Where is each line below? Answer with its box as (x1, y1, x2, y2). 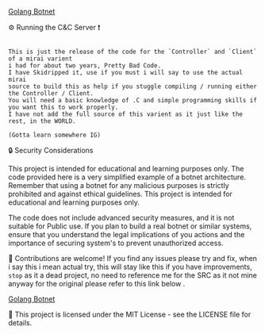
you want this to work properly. (8, 103, 119, 111)
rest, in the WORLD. (8, 117, 77, 125)
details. (8, 318, 33, 328)
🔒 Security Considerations (8, 146, 94, 155)
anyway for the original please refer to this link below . (8, 279, 186, 288)
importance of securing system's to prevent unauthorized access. (8, 238, 224, 248)
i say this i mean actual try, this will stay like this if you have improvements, (8, 262, 252, 271)
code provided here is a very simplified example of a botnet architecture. (8, 172, 246, 182)
